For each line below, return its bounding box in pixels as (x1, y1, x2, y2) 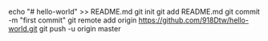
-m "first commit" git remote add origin (8, 15, 137, 25)
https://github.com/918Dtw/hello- (138, 15, 249, 25)
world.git (8, 24, 38, 33)
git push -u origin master (39, 24, 121, 33)
